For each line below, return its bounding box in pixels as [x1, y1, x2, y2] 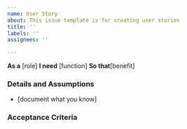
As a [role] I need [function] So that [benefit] [7, 62, 135, 70]
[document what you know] [17, 95, 97, 104]
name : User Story [7, 10, 58, 18]
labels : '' [7, 29, 39, 37]
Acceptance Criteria [7, 113, 78, 123]
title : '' [7, 23, 36, 30]
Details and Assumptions [7, 79, 95, 89]
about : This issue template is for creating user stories [7, 17, 180, 24]
